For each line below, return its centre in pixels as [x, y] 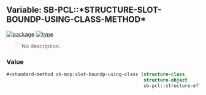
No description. [41, 46]
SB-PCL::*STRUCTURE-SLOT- [102, 10]
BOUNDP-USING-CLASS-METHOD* [76, 20]
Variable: [24, 10]
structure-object [166, 80]
